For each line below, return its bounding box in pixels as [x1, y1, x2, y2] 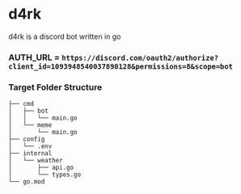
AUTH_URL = [8, 52, 61, 63]
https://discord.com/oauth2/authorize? [61, 53, 219, 62]
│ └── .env [8, 142, 53, 150]
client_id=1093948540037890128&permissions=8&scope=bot [8, 61, 233, 71]
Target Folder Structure [8, 82, 103, 93]
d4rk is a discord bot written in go [8, 32, 121, 41]
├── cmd [8, 100, 35, 108]
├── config [8, 135, 45, 144]
